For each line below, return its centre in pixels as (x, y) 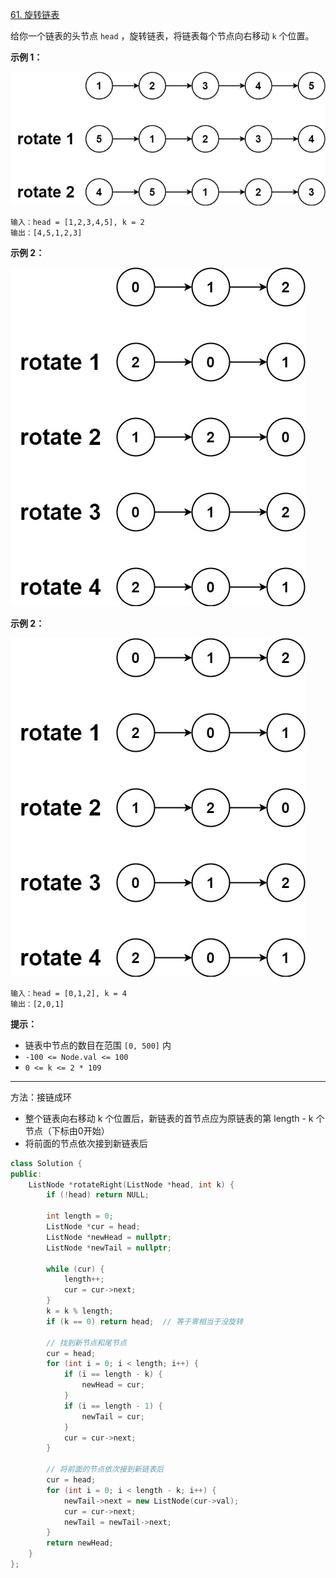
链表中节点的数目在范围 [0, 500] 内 (98, 1045)
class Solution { (46, 1163)
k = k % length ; (80, 1311)
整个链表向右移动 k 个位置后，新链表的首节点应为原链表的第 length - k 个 (174, 1118)
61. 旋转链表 (35, 14)
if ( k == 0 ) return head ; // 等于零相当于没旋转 (145, 1321)
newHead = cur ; (113, 1385)
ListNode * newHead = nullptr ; (109, 1237)
